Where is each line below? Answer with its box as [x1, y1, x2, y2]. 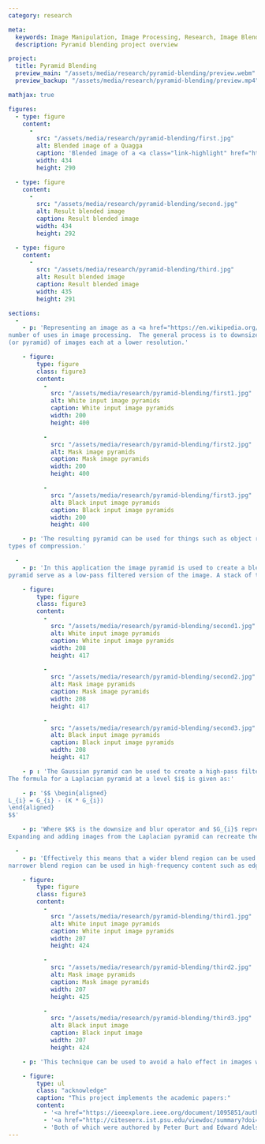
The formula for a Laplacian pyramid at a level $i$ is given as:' [8, 775, 235, 783]
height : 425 [50, 993, 90, 1000]
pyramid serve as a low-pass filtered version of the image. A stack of [8, 571, 252, 579]
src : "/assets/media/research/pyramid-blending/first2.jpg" [50, 440, 252, 448]
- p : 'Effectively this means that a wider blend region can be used [22, 854, 256, 862]
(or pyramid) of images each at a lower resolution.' [8, 338, 189, 347]
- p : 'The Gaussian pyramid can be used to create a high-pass [22, 767, 238, 776]
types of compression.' [8, 542, 87, 551]
